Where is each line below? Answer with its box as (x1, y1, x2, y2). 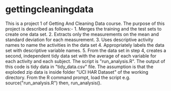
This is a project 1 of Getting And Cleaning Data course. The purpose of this (5, 20, 165, 26)
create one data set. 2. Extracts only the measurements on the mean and (5, 31, 159, 37)
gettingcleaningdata (5, 4, 94, 15)
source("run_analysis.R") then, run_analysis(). (5, 80, 102, 86)
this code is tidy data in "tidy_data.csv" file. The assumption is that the (5, 64, 154, 70)
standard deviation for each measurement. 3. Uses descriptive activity (5, 37, 154, 43)
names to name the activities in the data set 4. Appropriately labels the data (5, 42, 165, 48)
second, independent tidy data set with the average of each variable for (5, 52, 157, 59)
